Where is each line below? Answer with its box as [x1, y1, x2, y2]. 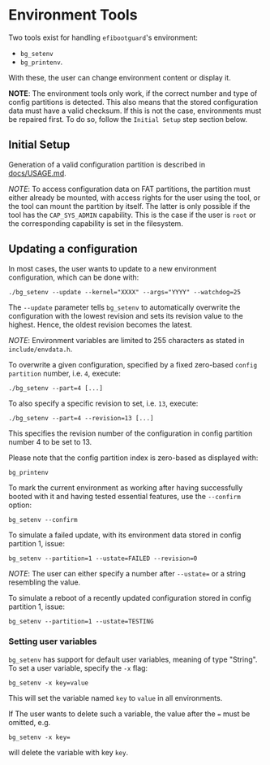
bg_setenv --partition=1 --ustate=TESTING [8, 617, 154, 625]
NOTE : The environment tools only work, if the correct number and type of [8, 88, 258, 98]
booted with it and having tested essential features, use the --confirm [8, 491, 241, 501]
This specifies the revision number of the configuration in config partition [8, 428, 253, 438]
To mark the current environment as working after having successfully [8, 482, 243, 493]
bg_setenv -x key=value [8, 679, 89, 687]
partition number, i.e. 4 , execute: [8, 368, 122, 378]
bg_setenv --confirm [8, 515, 79, 524]
